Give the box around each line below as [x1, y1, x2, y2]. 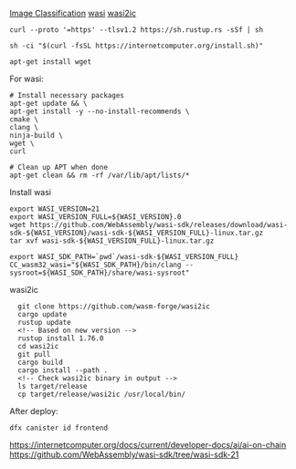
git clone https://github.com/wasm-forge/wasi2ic [17, 302, 210, 311]
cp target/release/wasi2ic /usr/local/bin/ [17, 390, 185, 399]
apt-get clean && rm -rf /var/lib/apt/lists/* [9, 171, 190, 180]
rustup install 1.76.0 [17, 334, 104, 343]
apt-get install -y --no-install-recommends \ [9, 107, 190, 116]
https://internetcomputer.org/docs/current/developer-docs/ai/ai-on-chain [9, 440, 287, 450]
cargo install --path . [17, 366, 108, 375]
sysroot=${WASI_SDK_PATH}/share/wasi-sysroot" [9, 268, 190, 277]
